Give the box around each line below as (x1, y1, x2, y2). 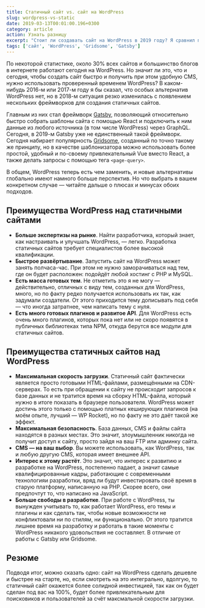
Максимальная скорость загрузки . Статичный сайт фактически (15, 372, 185, 380)
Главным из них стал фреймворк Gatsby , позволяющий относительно (6, 111, 189, 118)
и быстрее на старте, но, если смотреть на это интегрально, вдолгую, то (6, 576, 198, 583)
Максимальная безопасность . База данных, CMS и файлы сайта (15, 424, 186, 432)
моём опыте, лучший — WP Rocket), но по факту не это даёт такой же (15, 411, 198, 419)
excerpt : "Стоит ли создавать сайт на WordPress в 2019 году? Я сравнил (6, 37, 195, 43)
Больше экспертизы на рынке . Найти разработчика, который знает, (15, 231, 195, 239)
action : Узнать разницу (6, 32, 67, 38)
